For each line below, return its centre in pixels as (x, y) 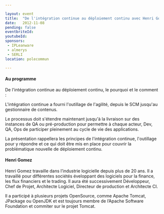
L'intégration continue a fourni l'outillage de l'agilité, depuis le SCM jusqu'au (81, 104)
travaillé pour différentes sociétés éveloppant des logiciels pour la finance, (80, 176)
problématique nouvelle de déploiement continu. (54, 149)
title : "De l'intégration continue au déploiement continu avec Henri (79, 18)
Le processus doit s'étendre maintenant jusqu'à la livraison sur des (72, 119)
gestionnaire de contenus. (31, 109)
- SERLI (15, 54)
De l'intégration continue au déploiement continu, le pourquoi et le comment (82, 89)
